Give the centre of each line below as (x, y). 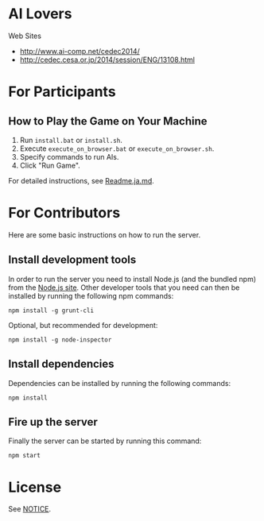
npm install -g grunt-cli (51, 311)
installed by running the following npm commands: (91, 295)
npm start (25, 456)
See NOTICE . (30, 509)
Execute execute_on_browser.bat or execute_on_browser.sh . (117, 149)
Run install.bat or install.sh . (71, 140)
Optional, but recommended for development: (83, 325)
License (35, 487)
